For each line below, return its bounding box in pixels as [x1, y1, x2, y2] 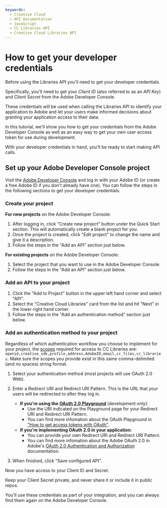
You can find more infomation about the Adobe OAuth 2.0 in [27, 437, 150, 443]
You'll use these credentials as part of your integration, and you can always [5, 492, 160, 498]
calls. [5, 149, 16, 155]
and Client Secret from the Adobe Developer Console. [5, 94, 116, 100]
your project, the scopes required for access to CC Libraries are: [5, 346, 138, 352]
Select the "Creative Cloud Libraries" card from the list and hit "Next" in [12, 301, 159, 307]
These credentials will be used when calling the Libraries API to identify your [5, 103, 162, 110]
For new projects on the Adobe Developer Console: [5, 211, 111, 217]
